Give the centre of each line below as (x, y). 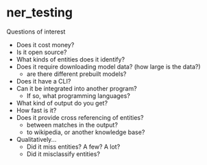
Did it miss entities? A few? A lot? (73, 147)
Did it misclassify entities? (63, 154)
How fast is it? (36, 110)
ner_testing (40, 13)
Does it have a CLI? (44, 81)
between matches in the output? (72, 125)
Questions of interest (36, 31)
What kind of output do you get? (62, 103)
